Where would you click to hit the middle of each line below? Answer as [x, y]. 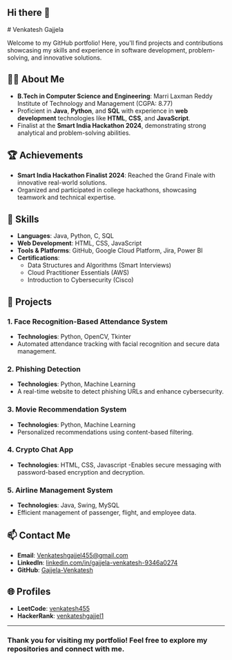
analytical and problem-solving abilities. [74, 133]
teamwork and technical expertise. [66, 197]
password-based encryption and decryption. [81, 472]
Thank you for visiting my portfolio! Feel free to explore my [107, 640]
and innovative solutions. [66, 57]
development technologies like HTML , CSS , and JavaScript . [104, 118]
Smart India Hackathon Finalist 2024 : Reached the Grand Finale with [116, 175]
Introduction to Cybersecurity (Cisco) [80, 280]
